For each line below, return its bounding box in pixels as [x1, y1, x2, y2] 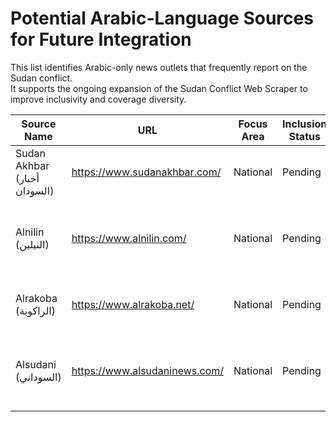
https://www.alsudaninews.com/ [71, 363, 225, 377]
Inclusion [282, 117, 328, 131]
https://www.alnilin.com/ [71, 231, 187, 245]
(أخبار [15, 171, 40, 185]
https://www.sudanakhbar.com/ [71, 165, 222, 179]
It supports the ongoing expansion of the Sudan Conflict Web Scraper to [10, 82, 308, 94]
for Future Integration [10, 28, 192, 51]
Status [288, 129, 321, 143]
